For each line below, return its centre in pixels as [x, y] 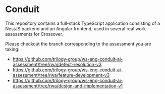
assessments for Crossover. [34, 34]
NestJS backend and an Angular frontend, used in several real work [76, 28]
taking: [12, 49]
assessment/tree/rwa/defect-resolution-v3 [57, 64]
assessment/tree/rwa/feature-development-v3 [61, 75]
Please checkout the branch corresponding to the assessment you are [78, 43]
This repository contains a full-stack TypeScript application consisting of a [83, 23]
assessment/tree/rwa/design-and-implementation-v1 [68, 86]
